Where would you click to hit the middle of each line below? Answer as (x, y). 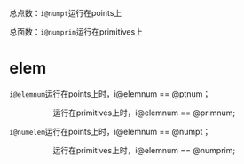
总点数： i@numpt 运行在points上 (66, 13)
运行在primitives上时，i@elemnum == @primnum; (144, 113)
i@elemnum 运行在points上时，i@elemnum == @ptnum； (110, 94)
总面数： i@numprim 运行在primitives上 (76, 32)
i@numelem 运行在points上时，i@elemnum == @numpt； (110, 131)
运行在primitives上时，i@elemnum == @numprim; (144, 150)
